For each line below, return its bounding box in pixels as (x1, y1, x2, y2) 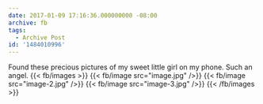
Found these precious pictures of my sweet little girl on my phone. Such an (8, 62, 253, 72)
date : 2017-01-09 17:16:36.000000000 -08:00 (8, 11, 158, 20)
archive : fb (8, 19, 48, 27)
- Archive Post (15, 33, 66, 42)
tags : (8, 26, 26, 34)
